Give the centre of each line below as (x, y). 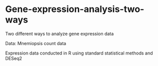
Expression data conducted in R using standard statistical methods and (79, 53)
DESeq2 (14, 58)
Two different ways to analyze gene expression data (60, 33)
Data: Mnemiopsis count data (36, 43)
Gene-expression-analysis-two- (75, 9)
